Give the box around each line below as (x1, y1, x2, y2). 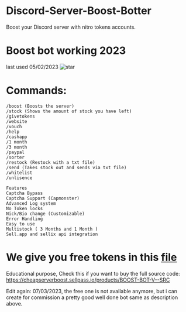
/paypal (6, 149, 25, 155)
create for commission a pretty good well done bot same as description (6, 294, 178, 301)
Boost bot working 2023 (6, 44, 126, 57)
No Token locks (6, 205, 43, 211)
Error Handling (6, 215, 43, 222)
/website (6, 118, 27, 124)
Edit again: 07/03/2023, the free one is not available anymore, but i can (6, 287, 177, 294)
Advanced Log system (6, 200, 57, 206)
